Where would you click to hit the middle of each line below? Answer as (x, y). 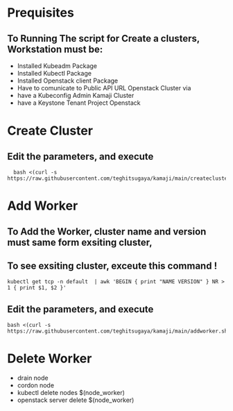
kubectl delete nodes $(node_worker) (71, 393)
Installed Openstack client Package (68, 81)
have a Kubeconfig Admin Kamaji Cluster (76, 95)
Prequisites (41, 13)
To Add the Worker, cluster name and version (107, 232)
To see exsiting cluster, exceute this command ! (112, 266)
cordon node (35, 385)
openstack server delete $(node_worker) (76, 400)
